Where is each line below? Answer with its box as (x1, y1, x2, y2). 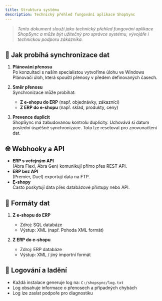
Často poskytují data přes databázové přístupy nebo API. (12, 184, 130, 190)
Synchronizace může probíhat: (12, 89, 76, 95)
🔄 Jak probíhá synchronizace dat (5, 50, 110, 59)
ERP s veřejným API (12, 158, 54, 164)
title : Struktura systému (5, 7, 59, 12)
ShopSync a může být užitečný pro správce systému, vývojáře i (17, 31, 149, 37)
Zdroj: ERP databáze (19, 246, 62, 252)
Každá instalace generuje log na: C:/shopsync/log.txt (12, 279, 124, 285)
